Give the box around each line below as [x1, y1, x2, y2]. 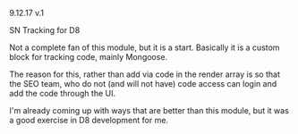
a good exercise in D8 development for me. [9, 115, 168, 125]
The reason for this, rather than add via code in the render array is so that [9, 69, 280, 80]
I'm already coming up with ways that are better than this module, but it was [9, 105, 289, 115]
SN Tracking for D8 [9, 25, 81, 35]
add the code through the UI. [9, 88, 116, 98]
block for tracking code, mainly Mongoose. [9, 52, 168, 62]
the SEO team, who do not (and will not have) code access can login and [9, 79, 277, 88]
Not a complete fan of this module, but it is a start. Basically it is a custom [9, 42, 280, 53]
